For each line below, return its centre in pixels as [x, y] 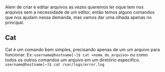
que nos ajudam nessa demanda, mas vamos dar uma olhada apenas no [78, 17]
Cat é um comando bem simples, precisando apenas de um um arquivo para [82, 49]
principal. [15, 22]
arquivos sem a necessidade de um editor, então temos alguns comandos [80, 12]
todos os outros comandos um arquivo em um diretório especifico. [73, 60]
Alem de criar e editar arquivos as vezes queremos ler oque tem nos [74, 7]
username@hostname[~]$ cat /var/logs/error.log [55, 64]
